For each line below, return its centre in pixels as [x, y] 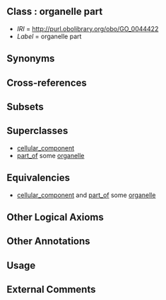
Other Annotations [48, 241]
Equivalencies [38, 178]
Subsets [25, 107]
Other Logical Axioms [55, 217]
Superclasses [37, 131]
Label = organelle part [49, 36]
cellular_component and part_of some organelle [86, 195]
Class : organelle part [55, 12]
